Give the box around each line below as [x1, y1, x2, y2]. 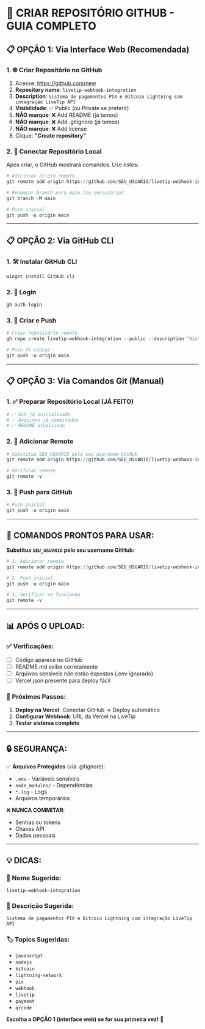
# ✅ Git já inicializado [6, 411, 71, 417]
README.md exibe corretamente [15, 663, 98, 670]
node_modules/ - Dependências [15, 782, 93, 789]
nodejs [15, 959, 32, 965]
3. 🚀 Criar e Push [6, 316, 57, 325]
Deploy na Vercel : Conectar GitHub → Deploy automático [15, 707, 160, 714]
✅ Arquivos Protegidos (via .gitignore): [6, 763, 106, 770]
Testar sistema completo [15, 719, 80, 727]
